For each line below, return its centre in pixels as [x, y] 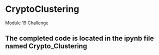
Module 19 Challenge [27, 23]
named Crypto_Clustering [46, 46]
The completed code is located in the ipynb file [79, 38]
